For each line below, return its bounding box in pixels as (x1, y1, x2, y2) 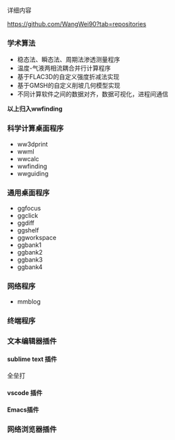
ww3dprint (17, 140, 48, 148)
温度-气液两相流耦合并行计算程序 (17, 64, 112, 73)
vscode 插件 (7, 388, 43, 396)
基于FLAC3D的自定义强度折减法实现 (17, 73, 120, 81)
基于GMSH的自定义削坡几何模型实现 (17, 82, 121, 90)
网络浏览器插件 (7, 425, 57, 434)
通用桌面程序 (7, 187, 50, 197)
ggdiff (17, 219, 34, 227)
